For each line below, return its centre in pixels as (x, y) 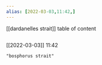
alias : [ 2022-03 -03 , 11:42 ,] (41, 12)
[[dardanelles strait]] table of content (51, 28)
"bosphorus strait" (30, 56)
